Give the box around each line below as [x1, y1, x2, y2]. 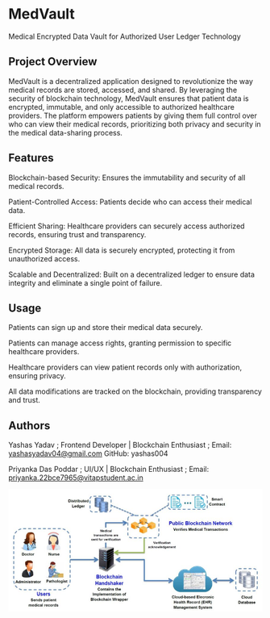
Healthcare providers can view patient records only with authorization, [8, 362, 243, 372]
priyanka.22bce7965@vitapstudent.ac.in [8, 473, 143, 482]
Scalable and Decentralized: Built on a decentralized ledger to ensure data [8, 269, 255, 279]
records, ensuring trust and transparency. [8, 229, 147, 239]
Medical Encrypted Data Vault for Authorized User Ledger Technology [8, 31, 242, 41]
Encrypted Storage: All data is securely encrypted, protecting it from [8, 245, 235, 255]
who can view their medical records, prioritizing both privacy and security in [8, 119, 262, 129]
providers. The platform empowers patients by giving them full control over [8, 111, 258, 120]
